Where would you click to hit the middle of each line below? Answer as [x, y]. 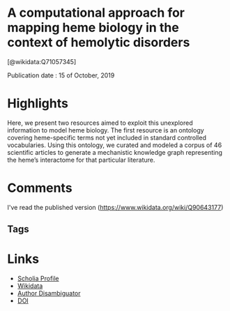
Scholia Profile [38, 279]
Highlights [38, 104]
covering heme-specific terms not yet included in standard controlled [107, 137]
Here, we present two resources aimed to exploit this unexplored [100, 123]
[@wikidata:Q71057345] [42, 61]
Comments [40, 188]
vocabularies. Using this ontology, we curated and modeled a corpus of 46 [115, 145]
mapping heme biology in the [93, 28]
